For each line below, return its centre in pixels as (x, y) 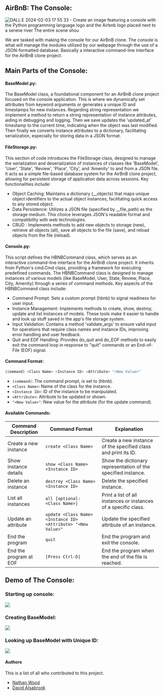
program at (20, 557)
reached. (112, 563)
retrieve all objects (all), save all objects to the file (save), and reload (81, 230)
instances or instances (128, 501)
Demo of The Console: (40, 580)
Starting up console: (30, 594)
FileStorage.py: (21, 147)
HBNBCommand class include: (36, 288)
